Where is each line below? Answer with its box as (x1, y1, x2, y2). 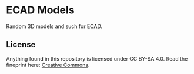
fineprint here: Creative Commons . (6, 61, 90, 68)
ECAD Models (6, 3, 75, 17)
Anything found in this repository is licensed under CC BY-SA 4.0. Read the (6, 55, 188, 62)
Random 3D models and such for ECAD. (6, 23, 103, 30)
